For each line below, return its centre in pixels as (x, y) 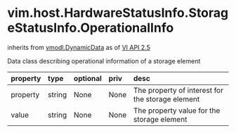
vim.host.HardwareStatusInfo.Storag (118, 13)
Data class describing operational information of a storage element (104, 61)
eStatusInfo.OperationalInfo (91, 28)
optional (87, 78)
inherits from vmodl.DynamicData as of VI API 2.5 (79, 47)
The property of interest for (178, 90)
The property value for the (177, 110)
